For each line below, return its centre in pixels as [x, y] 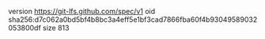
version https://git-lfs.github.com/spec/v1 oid [82, 11]
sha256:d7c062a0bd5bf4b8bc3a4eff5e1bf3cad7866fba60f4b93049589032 [133, 19]
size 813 [56, 28]
